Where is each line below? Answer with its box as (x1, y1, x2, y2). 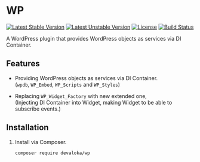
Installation (6, 123, 49, 133)
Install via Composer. (14, 138, 67, 145)
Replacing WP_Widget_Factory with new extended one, (14, 92, 147, 99)
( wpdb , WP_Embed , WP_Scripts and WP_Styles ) (14, 81, 121, 88)
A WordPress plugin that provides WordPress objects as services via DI (6, 35, 181, 42)
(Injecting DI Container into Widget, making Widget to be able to (14, 99, 173, 106)
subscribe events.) (14, 105, 61, 112)
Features (6, 59, 40, 69)
